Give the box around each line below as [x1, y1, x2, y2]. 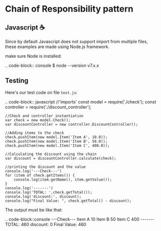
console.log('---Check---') [5, 168, 62, 173]
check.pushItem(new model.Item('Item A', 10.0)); [5, 134, 108, 139]
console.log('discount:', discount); [5, 194, 82, 199]
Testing [5, 77, 29, 85]
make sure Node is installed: [5, 53, 62, 59]
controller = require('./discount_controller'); [5, 104, 91, 110]
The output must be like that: [5, 207, 63, 213]
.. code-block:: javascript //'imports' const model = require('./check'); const [5, 99, 157, 105]
